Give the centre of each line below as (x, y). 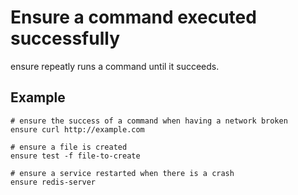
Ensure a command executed (133, 17)
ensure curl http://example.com (77, 129)
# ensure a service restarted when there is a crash (122, 173)
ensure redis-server (53, 182)
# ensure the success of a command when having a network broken (149, 121)
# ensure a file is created (69, 147)
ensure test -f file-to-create (75, 156)
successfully (65, 38)
